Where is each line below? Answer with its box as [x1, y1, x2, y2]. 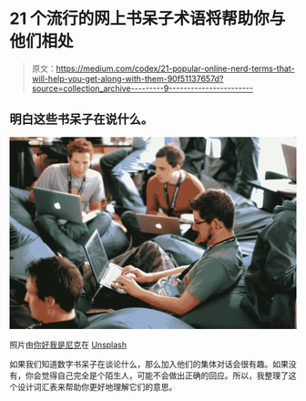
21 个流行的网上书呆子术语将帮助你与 [9, 8, 286, 29]
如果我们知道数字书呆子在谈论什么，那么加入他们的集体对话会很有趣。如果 [9, 358, 289, 369]
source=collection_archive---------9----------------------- [31, 83, 253, 94]
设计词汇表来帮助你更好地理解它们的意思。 [16, 381, 178, 392]
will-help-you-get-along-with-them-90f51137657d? [31, 73, 224, 84]
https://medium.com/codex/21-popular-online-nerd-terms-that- [56, 63, 295, 74]
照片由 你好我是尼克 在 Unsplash [9, 339, 127, 350]
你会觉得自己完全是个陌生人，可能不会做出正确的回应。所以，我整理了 [25, 370, 289, 381]
